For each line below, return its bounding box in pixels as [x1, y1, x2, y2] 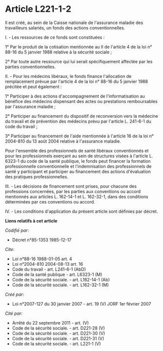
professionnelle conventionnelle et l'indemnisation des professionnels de [5, 163, 152, 169]
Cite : [5, 246, 15, 252]
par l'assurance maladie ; [5, 103, 56, 109]
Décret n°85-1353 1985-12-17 [12, 237, 72, 243]
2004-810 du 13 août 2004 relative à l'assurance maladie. [5, 138, 121, 144]
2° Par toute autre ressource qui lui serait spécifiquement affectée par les [5, 58, 153, 64]
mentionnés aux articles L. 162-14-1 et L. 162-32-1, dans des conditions [5, 194, 148, 200]
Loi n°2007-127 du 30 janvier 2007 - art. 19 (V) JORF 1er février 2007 [12, 301, 151, 307]
